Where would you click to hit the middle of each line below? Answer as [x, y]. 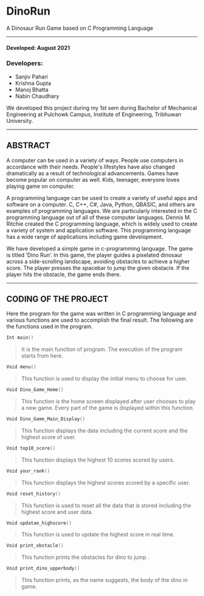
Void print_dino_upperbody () [43, 569]
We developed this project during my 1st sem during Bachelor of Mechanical [102, 108]
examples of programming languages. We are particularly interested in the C [102, 210]
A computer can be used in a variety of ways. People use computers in [95, 160]
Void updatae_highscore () [39, 523]
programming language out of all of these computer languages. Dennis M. [99, 217]
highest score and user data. [57, 511]
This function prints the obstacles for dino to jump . [85, 557]
